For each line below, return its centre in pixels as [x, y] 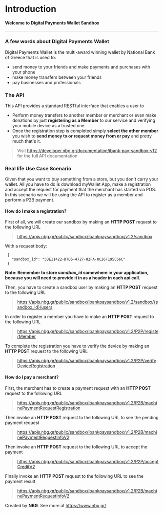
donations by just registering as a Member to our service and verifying [83, 120]
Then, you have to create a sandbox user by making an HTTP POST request [81, 288]
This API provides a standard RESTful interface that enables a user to [74, 106]
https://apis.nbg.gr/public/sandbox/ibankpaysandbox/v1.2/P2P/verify [86, 361]
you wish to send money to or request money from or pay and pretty [82, 136]
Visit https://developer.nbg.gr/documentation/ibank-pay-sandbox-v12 [87, 151]
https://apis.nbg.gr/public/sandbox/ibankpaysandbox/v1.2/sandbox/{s [87, 302]
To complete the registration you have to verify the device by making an [77, 346]
